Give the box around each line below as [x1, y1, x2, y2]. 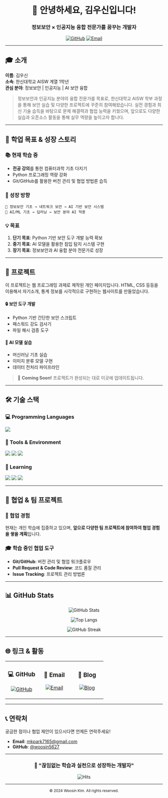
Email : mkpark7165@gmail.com [12, 738, 77, 745]
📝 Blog [77, 671, 96, 679]
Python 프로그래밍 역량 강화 [12, 172, 67, 178]
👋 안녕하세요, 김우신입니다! [31, 5, 136, 16]
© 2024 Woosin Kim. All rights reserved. [49, 788, 119, 793]
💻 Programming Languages [5, 413, 74, 420]
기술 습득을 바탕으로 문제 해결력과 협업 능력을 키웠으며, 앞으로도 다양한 [22, 108, 160, 114]
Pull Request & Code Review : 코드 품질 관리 [12, 565, 101, 571]
